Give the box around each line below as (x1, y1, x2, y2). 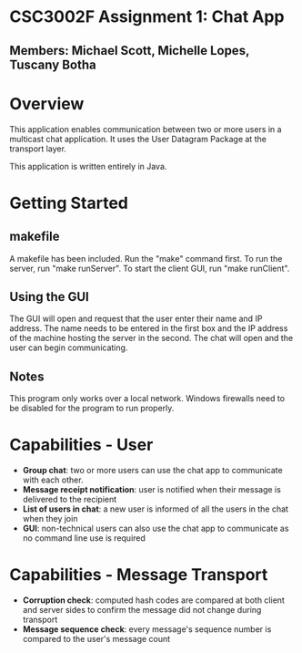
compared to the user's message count (22, 634, 171, 645)
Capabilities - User (9, 435, 154, 455)
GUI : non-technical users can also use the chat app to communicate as (22, 523, 289, 534)
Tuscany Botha (9, 57, 97, 72)
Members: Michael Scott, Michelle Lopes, (9, 43, 250, 58)
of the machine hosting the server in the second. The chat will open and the (9, 333, 294, 344)
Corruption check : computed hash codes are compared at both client (22, 595, 285, 606)
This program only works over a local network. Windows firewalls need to (9, 393, 285, 404)
